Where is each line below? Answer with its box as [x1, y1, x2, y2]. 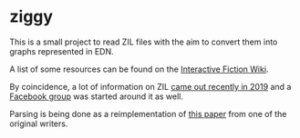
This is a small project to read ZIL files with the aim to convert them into [9, 36, 278, 47]
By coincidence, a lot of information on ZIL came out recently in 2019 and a [9, 81, 292, 92]
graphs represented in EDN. [9, 45, 114, 56]
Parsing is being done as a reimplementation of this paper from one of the [9, 108, 287, 119]
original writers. [9, 118, 68, 129]
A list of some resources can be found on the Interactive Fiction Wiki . [9, 64, 269, 74]
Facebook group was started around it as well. [9, 91, 184, 102]
